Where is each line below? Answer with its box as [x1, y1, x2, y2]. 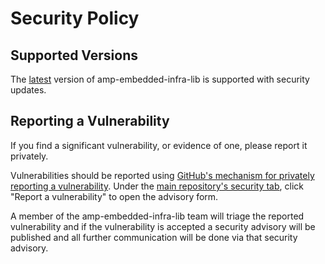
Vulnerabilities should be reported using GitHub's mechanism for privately [10, 169, 315, 181]
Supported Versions [10, 47, 138, 64]
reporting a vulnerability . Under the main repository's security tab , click [10, 180, 304, 192]
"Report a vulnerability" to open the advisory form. [10, 190, 219, 202]
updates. [10, 84, 47, 96]
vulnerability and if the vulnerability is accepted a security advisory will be [10, 220, 316, 232]
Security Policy [10, 7, 140, 30]
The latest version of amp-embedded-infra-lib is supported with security [10, 73, 310, 85]
